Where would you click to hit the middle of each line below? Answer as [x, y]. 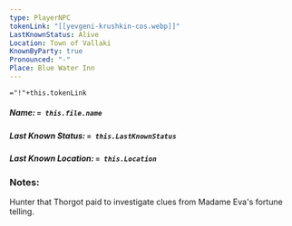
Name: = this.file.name [56, 113]
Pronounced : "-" [40, 60]
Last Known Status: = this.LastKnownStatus [93, 136]
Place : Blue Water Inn [52, 69]
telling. [22, 211]
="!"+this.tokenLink [49, 93]
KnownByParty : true [46, 52]
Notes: [24, 182]
